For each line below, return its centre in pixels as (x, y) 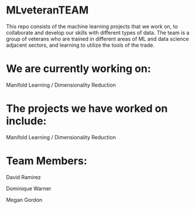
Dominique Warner (29, 189)
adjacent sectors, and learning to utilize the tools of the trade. (81, 45)
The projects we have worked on (87, 109)
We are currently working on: (78, 69)
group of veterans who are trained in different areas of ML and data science (97, 39)
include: (26, 121)
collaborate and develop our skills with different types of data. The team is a (98, 32)
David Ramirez (23, 177)
